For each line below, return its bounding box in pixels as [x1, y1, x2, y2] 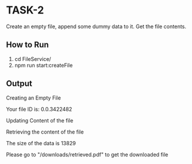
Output [6, 78, 32, 88]
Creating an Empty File [6, 94, 61, 101]
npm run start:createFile [14, 61, 73, 69]
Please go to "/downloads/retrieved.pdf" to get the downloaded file [6, 151, 169, 158]
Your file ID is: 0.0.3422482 [6, 105, 73, 112]
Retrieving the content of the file [6, 128, 84, 135]
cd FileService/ [14, 55, 52, 62]
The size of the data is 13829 [6, 139, 76, 146]
